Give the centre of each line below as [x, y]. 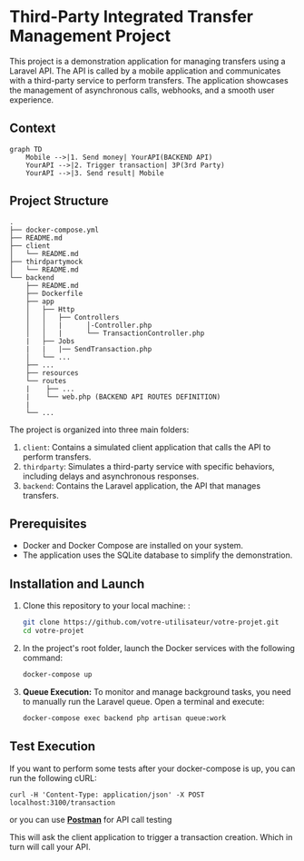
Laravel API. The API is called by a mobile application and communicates [145, 71]
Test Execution [53, 747]
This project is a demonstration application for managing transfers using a [147, 61]
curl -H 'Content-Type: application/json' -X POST [107, 795]
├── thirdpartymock [46, 262]
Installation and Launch [77, 584]
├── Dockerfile [54, 293]
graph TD [26, 149]
